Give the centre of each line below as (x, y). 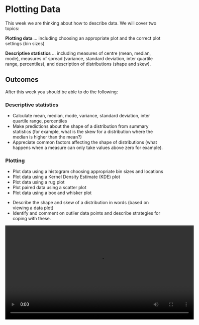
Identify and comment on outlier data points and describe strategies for (86, 213)
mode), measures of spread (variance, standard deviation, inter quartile (79, 58)
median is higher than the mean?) (47, 137)
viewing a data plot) (33, 208)
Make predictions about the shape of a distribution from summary (80, 126)
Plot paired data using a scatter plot (49, 188)
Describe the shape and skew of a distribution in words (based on (81, 203)
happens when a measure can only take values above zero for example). (88, 148)
